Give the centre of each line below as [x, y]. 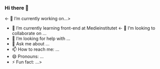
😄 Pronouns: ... [28, 57]
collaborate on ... [29, 34]
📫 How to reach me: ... [36, 49]
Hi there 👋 [17, 8]
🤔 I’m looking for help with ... [41, 38]
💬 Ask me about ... [31, 44]
